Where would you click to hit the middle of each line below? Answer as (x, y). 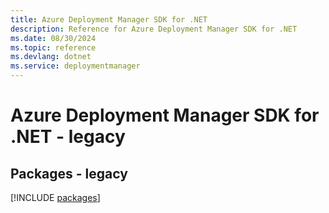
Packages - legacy (69, 173)
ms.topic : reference (53, 47)
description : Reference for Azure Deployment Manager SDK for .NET (154, 29)
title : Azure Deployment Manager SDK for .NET (109, 19)
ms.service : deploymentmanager (75, 66)
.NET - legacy (68, 137)
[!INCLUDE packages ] (55, 197)
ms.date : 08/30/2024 (53, 38)
